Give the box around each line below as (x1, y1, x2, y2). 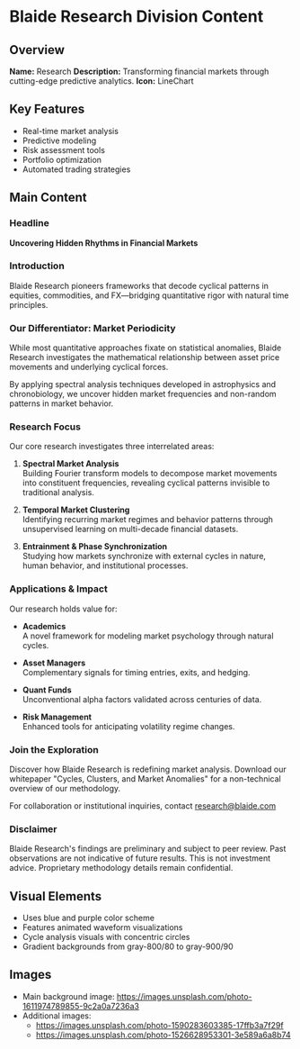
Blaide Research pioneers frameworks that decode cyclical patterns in (9, 280, 269, 291)
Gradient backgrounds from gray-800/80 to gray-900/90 (22, 941, 234, 952)
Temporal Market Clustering (22, 504, 130, 515)
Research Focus (9, 421, 81, 433)
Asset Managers (22, 657, 86, 668)
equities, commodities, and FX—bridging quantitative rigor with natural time (9, 290, 289, 301)
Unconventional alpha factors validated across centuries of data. (22, 693, 262, 704)
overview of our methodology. (9, 782, 121, 793)
